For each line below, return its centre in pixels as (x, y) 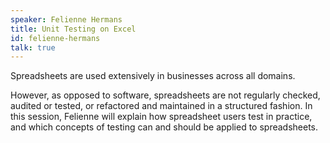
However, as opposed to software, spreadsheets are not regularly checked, (165, 95)
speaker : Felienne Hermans (66, 19)
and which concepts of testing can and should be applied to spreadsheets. (164, 127)
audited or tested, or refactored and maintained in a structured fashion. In (161, 106)
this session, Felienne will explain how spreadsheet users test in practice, (161, 117)
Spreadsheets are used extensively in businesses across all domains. (153, 76)
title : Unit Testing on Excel (73, 29)
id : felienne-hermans (55, 38)
